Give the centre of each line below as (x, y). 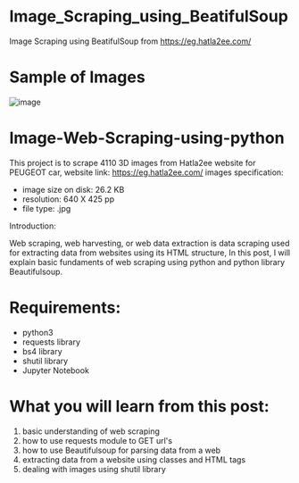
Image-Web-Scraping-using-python (147, 138)
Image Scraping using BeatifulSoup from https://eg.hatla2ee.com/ (130, 41)
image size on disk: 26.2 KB (73, 189)
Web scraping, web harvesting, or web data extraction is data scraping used (149, 243)
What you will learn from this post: (139, 406)
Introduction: (33, 226)
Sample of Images (77, 77)
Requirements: (65, 308)
